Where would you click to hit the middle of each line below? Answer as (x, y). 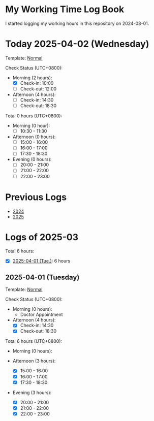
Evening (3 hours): (32, 393)
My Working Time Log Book (65, 9)
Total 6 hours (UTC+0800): (34, 341)
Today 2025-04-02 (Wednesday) (77, 44)
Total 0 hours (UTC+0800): (34, 116)
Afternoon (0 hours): (34, 137)
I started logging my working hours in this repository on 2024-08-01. (77, 23)
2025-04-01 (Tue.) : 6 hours (41, 261)
